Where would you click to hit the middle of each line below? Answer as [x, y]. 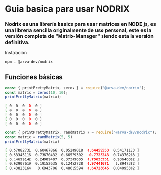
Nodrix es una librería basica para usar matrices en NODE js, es [80, 24]
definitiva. [17, 42]
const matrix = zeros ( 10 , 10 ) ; [37, 93]
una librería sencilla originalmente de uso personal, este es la [78, 30]
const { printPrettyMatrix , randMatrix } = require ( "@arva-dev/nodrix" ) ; [81, 133]
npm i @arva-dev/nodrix [29, 62]
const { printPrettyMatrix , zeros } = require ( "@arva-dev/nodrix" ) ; [75, 88]
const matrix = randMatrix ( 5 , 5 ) [39, 137]
